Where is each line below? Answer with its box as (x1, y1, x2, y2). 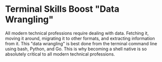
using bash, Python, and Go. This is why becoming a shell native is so (5, 46, 147, 52)
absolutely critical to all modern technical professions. (5, 51, 115, 57)
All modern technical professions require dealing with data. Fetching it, (5, 30, 149, 36)
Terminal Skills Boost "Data (5, 3, 120, 15)
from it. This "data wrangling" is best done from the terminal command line (5, 40, 157, 46)
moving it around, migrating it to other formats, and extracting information (5, 35, 155, 41)
